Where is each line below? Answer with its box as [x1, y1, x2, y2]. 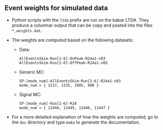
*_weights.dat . [11, 27, 42, 33]
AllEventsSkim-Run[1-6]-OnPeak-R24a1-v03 [19, 56, 105, 61]
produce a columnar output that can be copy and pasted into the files [11, 22, 153, 28]
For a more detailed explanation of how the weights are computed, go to [11, 114, 159, 120]
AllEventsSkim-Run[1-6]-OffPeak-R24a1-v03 [19, 60, 108, 65]
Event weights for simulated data [4, 4, 108, 12]
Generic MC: [19, 69, 45, 75]
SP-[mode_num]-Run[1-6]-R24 [19, 101, 77, 106]
